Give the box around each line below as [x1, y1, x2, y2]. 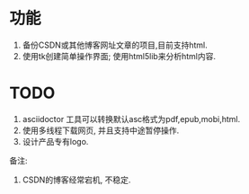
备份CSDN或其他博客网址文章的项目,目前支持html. [22, 40, 209, 50]
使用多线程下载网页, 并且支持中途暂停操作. [22, 125, 180, 136]
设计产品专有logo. [22, 136, 89, 146]
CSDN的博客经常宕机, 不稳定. [22, 174, 131, 185]
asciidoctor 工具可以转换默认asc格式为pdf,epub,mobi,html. [22, 113, 241, 124]
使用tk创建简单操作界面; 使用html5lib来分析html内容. [22, 50, 216, 61]
